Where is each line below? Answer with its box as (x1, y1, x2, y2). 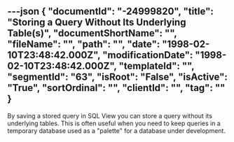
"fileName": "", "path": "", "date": (7, 38, 160, 50)
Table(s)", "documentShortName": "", (7, 27, 177, 39)
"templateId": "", (118, 60, 195, 72)
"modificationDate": (102, 49, 193, 62)
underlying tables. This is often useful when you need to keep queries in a (7, 119, 221, 127)
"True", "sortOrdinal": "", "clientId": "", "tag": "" (7, 82, 226, 94)
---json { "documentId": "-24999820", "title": (7, 6, 214, 17)
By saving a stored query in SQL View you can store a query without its (7, 111, 212, 120)
